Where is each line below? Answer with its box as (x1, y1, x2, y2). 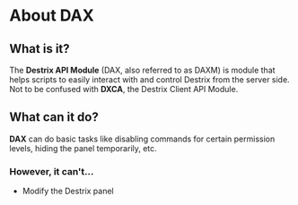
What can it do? (9, 109, 99, 125)
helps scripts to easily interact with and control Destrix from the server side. (9, 74, 290, 85)
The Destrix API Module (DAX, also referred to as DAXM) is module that (9, 64, 276, 75)
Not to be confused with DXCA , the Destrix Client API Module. (9, 84, 239, 94)
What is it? (9, 41, 70, 56)
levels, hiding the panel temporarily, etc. (9, 142, 157, 153)
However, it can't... (9, 165, 94, 177)
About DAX (9, 5, 94, 26)
